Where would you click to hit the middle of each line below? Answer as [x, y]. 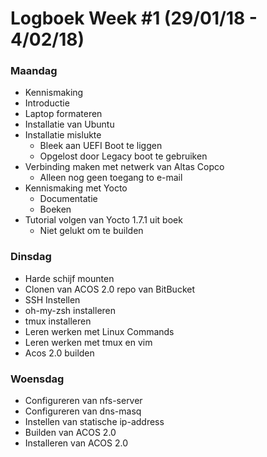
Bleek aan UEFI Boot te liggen [101, 146]
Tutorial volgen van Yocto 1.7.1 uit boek [103, 220]
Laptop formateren [63, 114]
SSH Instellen [52, 299]
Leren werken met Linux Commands [99, 331]
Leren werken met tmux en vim [88, 342]
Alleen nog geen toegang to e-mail [111, 178]
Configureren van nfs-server [83, 401]
